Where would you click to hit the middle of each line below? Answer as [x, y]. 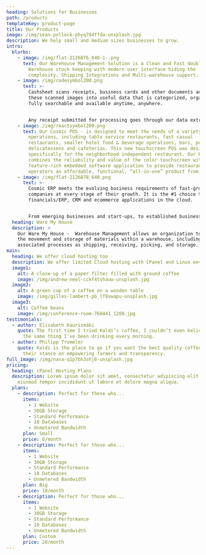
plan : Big [35, 485]
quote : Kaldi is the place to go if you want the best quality [100, 348]
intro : [15, 47]
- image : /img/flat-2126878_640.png [64, 177]
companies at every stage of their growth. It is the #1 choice [112, 194]
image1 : [22, 268]
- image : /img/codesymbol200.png [60, 81]
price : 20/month [43, 542]
